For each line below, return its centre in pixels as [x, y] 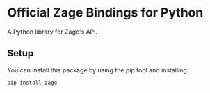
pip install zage [32, 83]
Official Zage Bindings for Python [105, 13]
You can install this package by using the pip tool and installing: [98, 70]
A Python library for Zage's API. [52, 32]
